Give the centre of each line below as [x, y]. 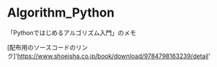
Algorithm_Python [61, 13]
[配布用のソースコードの [41, 47]
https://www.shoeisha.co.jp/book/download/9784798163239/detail [113, 56]
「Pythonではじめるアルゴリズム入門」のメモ [72, 32]
